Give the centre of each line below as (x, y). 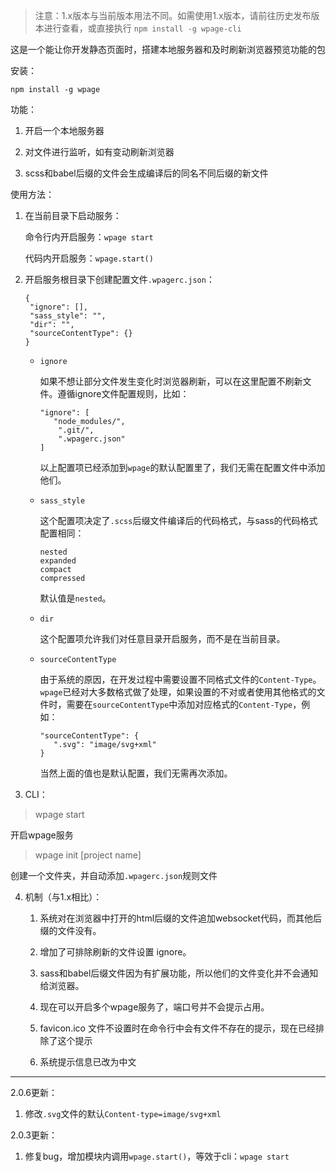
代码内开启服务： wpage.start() (89, 258)
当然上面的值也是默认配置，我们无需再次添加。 (136, 773)
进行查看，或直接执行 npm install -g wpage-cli (142, 28)
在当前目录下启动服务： (73, 215)
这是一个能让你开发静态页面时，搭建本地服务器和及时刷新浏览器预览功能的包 (168, 49)
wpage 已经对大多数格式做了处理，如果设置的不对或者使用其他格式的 (178, 692)
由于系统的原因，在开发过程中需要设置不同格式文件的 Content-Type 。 (180, 679)
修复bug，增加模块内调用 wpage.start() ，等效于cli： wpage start (157, 1156)
